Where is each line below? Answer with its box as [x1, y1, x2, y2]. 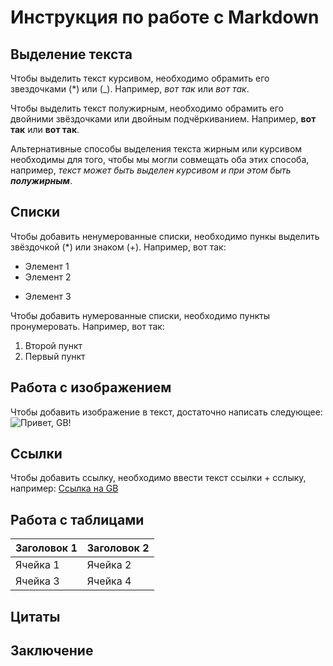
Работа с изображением [10, 379, 172, 396]
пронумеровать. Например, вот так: [10, 320, 165, 332]
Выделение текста [10, 46, 133, 63]
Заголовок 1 [15, 541, 78, 555]
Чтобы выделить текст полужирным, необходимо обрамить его [10, 102, 284, 114]
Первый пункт [24, 350, 86, 362]
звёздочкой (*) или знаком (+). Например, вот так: [10, 241, 227, 253]
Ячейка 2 [86, 558, 132, 572]
